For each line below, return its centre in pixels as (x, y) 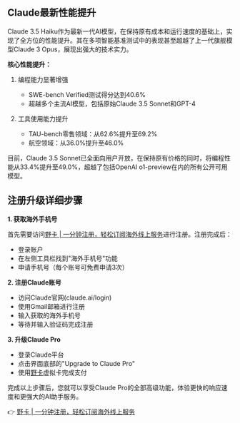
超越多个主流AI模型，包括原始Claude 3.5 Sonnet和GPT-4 (112, 103)
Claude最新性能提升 (52, 13)
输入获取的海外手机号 (49, 315)
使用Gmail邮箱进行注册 (51, 306)
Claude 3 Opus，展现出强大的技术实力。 (73, 49)
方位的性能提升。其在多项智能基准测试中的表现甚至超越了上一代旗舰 (126, 40)
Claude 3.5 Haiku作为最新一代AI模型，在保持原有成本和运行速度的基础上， (117, 31)
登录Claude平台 (41, 355)
